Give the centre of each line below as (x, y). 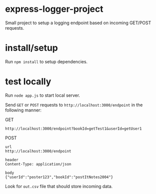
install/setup (31, 48)
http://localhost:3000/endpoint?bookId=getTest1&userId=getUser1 (73, 129)
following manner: (23, 110)
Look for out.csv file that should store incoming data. (59, 186)
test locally (28, 82)
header (12, 160)
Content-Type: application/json (38, 164)
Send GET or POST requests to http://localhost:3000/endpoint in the (74, 105)
